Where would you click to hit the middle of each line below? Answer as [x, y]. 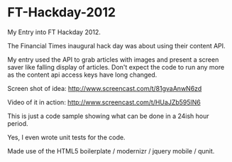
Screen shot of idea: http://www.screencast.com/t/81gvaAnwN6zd [105, 88]
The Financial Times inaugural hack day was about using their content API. [116, 45]
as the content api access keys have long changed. [82, 75]
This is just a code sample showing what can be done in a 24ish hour [108, 116]
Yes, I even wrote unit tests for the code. [66, 137]
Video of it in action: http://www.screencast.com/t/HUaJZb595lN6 [104, 102]
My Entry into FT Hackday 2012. [54, 32]
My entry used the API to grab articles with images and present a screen [113, 59]
